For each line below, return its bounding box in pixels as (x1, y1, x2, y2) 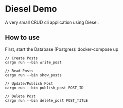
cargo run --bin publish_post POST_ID (5, 85, 84, 90)
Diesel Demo (5, 3, 57, 15)
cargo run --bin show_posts (5, 73, 62, 77)
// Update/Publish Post (5, 81, 53, 86)
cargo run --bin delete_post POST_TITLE (5, 98, 88, 103)
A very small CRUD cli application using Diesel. (5, 19, 99, 25)
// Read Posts (5, 68, 34, 73)
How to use (5, 33, 40, 42)
